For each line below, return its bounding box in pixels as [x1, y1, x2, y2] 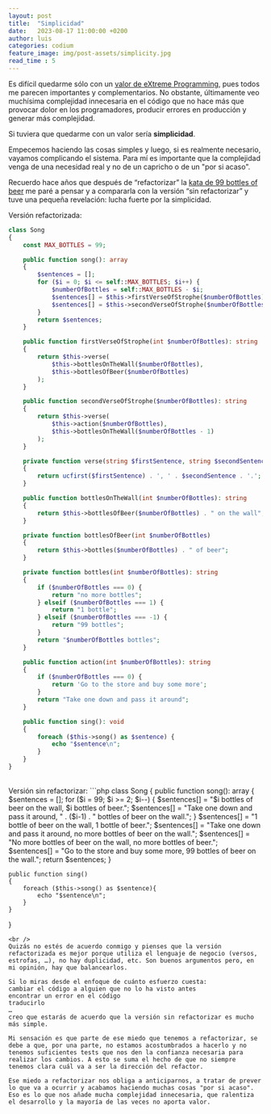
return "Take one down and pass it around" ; [37, 696, 190, 704]
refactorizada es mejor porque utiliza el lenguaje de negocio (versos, [8, 949, 258, 957]
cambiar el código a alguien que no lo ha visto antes [8, 985, 197, 993]
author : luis [8, 34, 52, 43]
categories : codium [8, 42, 74, 50]
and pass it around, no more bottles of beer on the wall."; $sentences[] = [8, 829, 251, 839]
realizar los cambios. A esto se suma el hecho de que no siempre [8, 1055, 236, 1063]
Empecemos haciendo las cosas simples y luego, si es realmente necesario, [8, 145, 261, 154]
